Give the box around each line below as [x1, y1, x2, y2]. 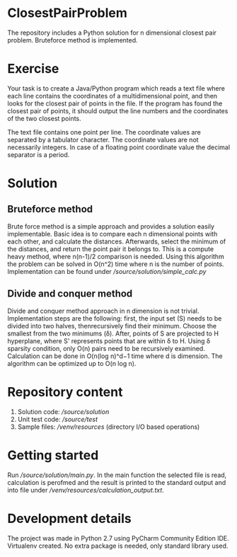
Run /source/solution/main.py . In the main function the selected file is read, [7, 471, 227, 479]
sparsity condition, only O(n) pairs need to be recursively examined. [7, 344, 205, 352]
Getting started [7, 447, 99, 463]
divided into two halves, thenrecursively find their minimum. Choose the [7, 321, 217, 330]
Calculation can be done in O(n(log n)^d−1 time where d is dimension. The [7, 352, 223, 360]
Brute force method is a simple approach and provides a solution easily [7, 222, 214, 231]
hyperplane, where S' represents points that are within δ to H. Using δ [7, 336, 211, 345]
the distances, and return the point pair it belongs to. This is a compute [7, 244, 214, 253]
